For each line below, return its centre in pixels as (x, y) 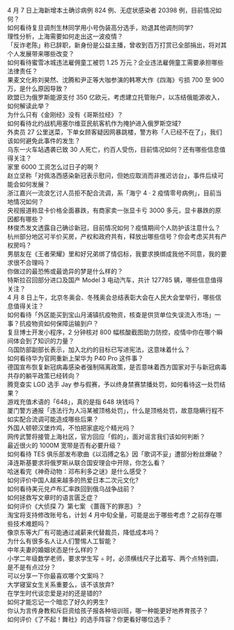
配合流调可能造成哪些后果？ (59, 419)
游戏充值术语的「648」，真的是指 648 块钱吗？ (74, 402)
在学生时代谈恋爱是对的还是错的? (55, 593)
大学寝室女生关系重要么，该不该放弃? (61, 584)
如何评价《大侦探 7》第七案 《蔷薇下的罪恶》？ (75, 506)
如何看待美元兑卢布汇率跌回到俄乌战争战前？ (71, 489)
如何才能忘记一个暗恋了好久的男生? (58, 602)
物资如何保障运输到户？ (65, 323)
